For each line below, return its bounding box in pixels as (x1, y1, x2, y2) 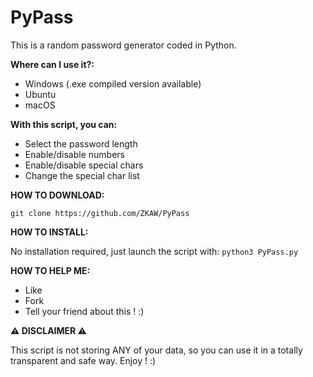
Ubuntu (24, 88, 57, 100)
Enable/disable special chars (24, 159, 144, 171)
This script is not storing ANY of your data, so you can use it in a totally (10, 344, 303, 356)
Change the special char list (24, 169, 140, 181)
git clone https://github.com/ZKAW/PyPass (10, 208, 190, 218)
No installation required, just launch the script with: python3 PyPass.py (10, 245, 299, 257)
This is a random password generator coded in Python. (10, 39, 237, 51)
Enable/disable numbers (24, 148, 125, 160)
